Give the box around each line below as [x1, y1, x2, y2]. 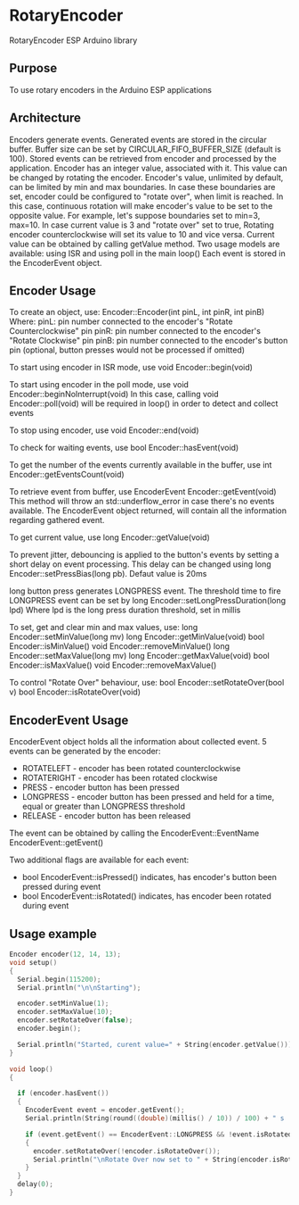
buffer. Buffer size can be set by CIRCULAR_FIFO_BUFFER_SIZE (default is [9, 144, 282, 154]
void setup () [9, 958, 58, 967]
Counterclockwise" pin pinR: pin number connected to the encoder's [9, 326, 261, 337]
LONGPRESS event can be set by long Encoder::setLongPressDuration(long [9, 595, 287, 606]
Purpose [9, 61, 58, 76]
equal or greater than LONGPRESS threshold [21, 801, 185, 812]
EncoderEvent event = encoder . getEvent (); [25, 1106, 185, 1115]
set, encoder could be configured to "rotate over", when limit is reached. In [9, 191, 284, 202]
